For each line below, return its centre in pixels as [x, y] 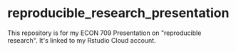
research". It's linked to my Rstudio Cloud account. [82, 40]
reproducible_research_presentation [118, 13]
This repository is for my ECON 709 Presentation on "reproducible [104, 33]
